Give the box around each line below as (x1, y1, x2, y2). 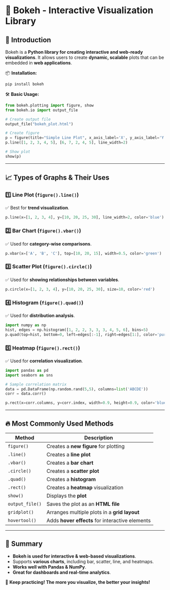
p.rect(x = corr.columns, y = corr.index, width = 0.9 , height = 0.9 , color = (5, 400, 155, 405)
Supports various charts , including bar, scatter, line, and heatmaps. (12, 558, 154, 565)
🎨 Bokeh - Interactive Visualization (5, 5, 153, 16)
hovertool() (8, 517, 37, 523)
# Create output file (5, 117, 51, 122)
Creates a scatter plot (46, 467, 100, 474)
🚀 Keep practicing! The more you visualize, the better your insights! (5, 579, 150, 585)
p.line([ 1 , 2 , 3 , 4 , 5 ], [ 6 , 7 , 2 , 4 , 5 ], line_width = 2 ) (5, 140, 128, 145)
